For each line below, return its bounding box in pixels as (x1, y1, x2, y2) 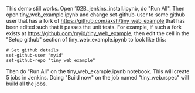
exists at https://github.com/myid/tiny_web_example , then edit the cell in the (6, 30, 189, 37)
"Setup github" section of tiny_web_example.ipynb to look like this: (6, 36, 166, 43)
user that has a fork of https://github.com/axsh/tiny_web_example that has (6, 18, 186, 24)
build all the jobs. (6, 80, 47, 87)
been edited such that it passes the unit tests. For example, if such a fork (6, 23, 182, 30)
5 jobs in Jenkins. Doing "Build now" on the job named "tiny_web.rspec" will (6, 74, 189, 81)
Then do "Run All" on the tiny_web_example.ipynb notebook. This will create (6, 68, 190, 75)
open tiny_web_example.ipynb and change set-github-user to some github (6, 11, 186, 18)
